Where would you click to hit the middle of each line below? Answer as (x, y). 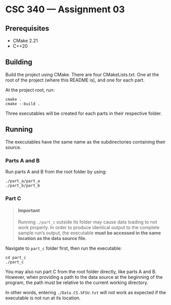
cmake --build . (23, 104)
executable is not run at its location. (43, 298)
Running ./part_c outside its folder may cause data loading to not (88, 222)
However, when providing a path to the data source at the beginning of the (84, 277)
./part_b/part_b (23, 186)
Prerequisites (27, 28)
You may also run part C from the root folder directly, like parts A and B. (81, 272)
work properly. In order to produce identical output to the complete (89, 228)
